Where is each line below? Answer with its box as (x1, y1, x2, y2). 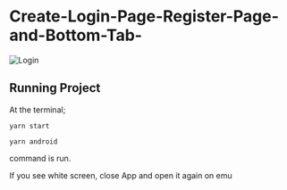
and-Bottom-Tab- (9, 25, 143, 45)
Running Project (9, 80, 101, 95)
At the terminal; (9, 104, 66, 115)
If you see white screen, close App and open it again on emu (9, 169, 232, 180)
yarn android (9, 136, 58, 146)
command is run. (9, 153, 72, 163)
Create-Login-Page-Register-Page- (9, 6, 280, 27)
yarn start (9, 121, 50, 130)
